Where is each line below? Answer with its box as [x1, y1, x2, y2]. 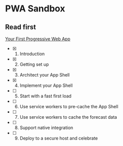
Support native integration [19, 125, 73, 131]
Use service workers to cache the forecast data [19, 114, 118, 120]
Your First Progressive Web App [5, 36, 70, 42]
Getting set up [19, 62, 49, 67]
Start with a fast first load [19, 93, 72, 99]
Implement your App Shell [19, 82, 73, 88]
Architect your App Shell [19, 72, 70, 77]
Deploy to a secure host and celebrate [19, 135, 98, 141]
